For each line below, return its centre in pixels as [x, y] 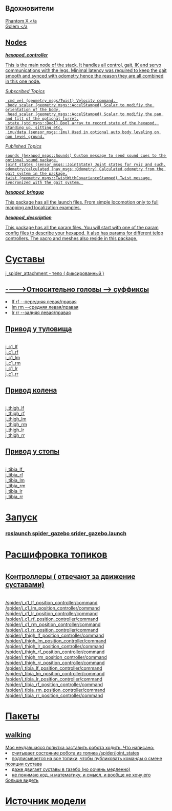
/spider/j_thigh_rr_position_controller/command [55, 662]
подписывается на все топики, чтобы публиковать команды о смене [87, 758]
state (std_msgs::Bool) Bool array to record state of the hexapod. [82, 123]
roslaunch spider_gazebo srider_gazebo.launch [66, 533]
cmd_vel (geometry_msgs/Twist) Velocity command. [61, 100]
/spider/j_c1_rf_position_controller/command [52, 619]
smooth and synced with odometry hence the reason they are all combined [84, 76]
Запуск [21, 517]
